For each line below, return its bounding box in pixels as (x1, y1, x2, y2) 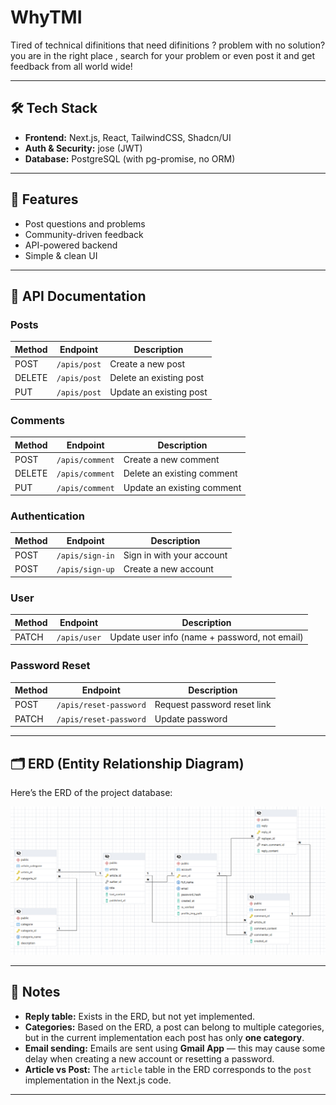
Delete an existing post (109, 372, 205, 384)
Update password (154, 712, 228, 725)
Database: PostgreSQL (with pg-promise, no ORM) (24, 152, 236, 165)
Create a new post (109, 358, 186, 370)
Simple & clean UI (24, 249, 98, 261)
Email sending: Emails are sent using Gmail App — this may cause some (24, 1042, 326, 1054)
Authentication (10, 509, 85, 523)
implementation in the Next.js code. (24, 1074, 172, 1086)
